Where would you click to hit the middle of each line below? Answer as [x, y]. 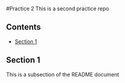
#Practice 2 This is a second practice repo [57, 9]
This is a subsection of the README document [63, 74]
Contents [24, 27]
